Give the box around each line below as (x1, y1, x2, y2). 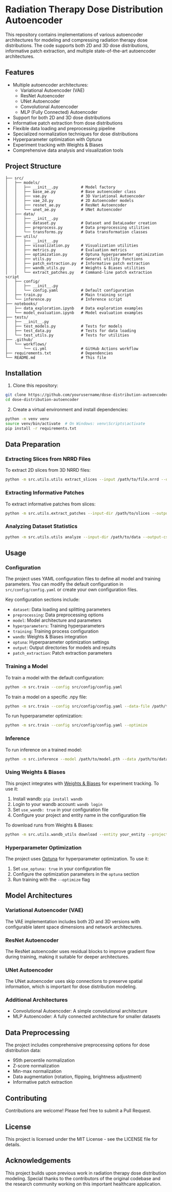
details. (5, 1141, 21, 1147)
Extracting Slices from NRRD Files (5, 455, 91, 462)
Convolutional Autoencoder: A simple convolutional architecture (12, 1008, 147, 1014)
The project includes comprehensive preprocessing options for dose (5, 1042, 150, 1048)
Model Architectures (5, 891, 73, 900)
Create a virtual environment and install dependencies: (12, 407, 128, 413)
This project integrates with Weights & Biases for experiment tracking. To (5, 780, 159, 786)
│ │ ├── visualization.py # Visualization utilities (5, 243, 139, 248)
